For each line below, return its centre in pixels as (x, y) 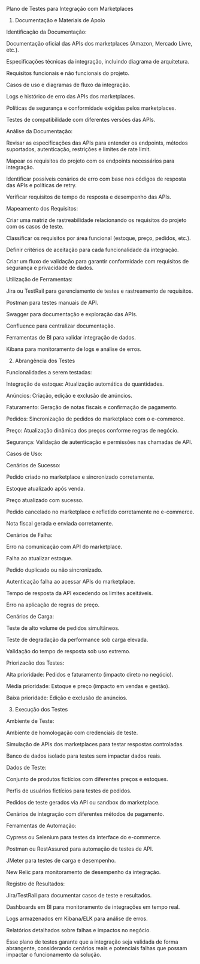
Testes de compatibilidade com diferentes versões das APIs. (81, 120)
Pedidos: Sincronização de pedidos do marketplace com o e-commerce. (96, 419)
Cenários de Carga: (30, 616)
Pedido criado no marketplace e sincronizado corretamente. (80, 477)
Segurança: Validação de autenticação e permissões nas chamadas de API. (99, 442)
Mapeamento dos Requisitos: (42, 208)
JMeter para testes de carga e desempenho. (61, 861)
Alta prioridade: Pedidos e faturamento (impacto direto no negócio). (90, 675)
